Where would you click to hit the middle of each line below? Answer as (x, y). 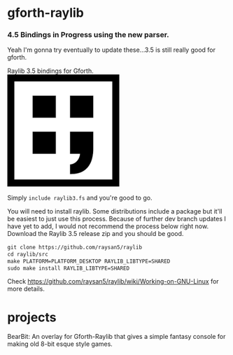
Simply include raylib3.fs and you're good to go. (80, 198)
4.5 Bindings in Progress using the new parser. (88, 35)
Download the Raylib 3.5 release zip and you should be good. (96, 234)
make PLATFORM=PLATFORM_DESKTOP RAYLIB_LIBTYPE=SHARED (89, 262)
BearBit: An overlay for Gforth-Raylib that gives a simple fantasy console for (116, 337)
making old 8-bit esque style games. (60, 344)
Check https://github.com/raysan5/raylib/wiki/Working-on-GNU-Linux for (113, 281)
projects (32, 317)
